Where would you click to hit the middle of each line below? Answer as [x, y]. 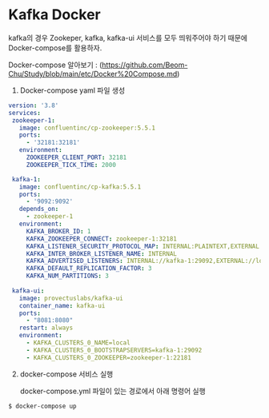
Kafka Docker [55, 15]
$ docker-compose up [43, 406]
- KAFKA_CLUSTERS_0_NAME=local [78, 343]
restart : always [46, 328]
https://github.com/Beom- [145, 65]
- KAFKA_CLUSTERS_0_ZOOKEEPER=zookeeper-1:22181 [109, 357]
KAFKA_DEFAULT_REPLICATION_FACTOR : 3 [89, 269]
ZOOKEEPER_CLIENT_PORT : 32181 [76, 157]
